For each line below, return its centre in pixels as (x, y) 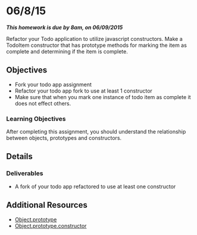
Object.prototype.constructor (51, 226)
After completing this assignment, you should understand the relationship (96, 132)
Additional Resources (47, 205)
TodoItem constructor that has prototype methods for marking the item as (97, 45)
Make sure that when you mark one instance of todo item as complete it (103, 97)
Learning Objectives (36, 119)
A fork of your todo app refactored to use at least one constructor (95, 186)
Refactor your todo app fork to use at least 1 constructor (84, 91)
